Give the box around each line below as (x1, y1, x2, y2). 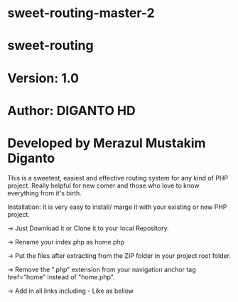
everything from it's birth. (7, 188, 82, 197)
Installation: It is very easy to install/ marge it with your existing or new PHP (7, 203, 227, 211)
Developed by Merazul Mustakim (7, 135, 206, 151)
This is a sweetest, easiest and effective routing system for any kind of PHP (7, 173, 229, 182)
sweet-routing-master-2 (7, 5, 155, 21)
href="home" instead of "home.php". (7, 272, 115, 281)
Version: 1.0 (7, 70, 80, 86)
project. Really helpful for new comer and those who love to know (7, 181, 200, 190)
